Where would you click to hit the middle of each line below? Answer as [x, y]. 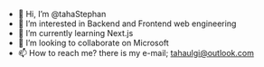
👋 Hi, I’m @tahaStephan [62, 14]
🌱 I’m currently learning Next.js [75, 33]
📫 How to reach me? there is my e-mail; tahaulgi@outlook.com [136, 53]
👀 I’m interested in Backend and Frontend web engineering [127, 24]
